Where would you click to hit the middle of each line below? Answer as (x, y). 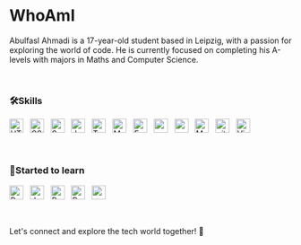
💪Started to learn (47, 171)
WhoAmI (43, 16)
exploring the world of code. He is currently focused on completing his (140, 49)
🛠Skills (26, 101)
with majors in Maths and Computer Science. (116, 59)
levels (20, 59)
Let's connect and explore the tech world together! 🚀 (107, 231)
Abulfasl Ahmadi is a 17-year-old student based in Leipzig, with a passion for (150, 40)
